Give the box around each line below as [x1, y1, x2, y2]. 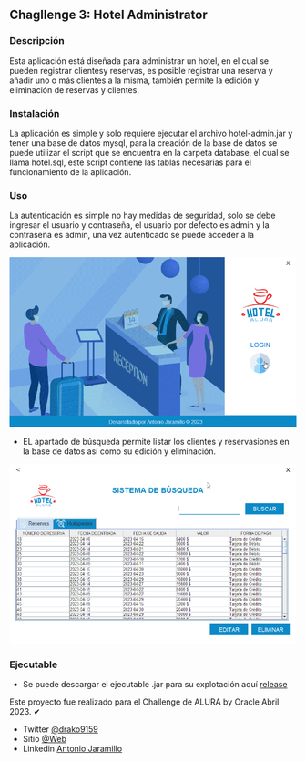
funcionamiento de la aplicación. [9, 166, 132, 177]
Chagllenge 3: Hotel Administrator [9, 7, 208, 23]
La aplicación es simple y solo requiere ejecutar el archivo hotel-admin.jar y [9, 128, 293, 139]
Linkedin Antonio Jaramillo [22, 743, 123, 755]
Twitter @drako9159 [22, 724, 98, 735]
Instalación [9, 107, 60, 119]
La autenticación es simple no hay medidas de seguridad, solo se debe [9, 210, 276, 221]
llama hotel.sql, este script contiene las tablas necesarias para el [9, 157, 252, 168]
